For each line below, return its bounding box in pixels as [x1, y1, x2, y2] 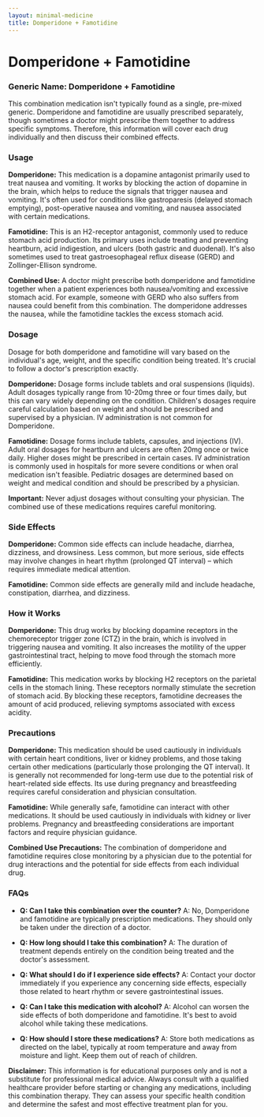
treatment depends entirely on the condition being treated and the [19, 946, 235, 955]
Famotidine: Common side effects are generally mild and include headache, [8, 579, 255, 589]
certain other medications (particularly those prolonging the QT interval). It [8, 762, 251, 772]
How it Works [8, 608, 61, 619]
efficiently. [8, 659, 43, 668]
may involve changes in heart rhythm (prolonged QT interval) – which [8, 556, 233, 565]
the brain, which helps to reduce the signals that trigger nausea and [8, 187, 229, 196]
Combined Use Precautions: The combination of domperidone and [8, 843, 227, 852]
